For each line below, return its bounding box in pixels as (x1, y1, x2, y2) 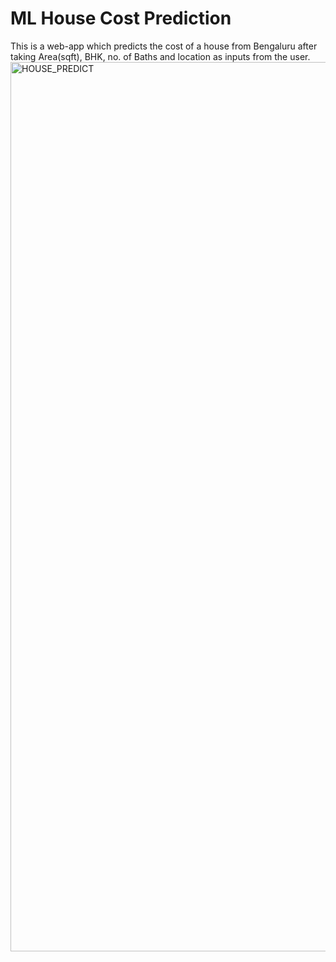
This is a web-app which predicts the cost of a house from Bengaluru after (10, 40, 318, 52)
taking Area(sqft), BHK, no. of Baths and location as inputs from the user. (10, 50, 311, 62)
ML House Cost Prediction (10, 7, 232, 30)
